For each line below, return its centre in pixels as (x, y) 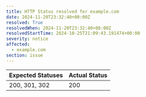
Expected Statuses (36, 75)
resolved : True (25, 22)
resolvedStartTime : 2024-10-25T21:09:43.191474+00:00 (73, 34)
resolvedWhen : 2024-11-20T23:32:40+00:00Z (59, 28)
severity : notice (27, 39)
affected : (18, 45)
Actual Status (88, 75)
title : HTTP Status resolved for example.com (62, 11)
